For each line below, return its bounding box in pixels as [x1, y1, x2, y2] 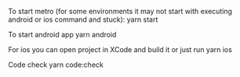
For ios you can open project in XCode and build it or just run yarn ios [8, 45, 233, 54]
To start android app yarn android [8, 30, 117, 39]
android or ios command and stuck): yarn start [8, 15, 158, 24]
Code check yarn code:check [8, 60, 104, 69]
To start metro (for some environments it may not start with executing [8, 7, 233, 16]
